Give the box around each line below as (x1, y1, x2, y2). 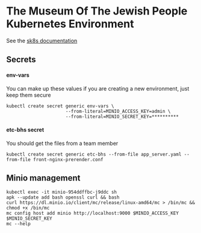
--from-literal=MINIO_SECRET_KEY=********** (65, 113, 179, 120)
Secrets (6, 54, 36, 65)
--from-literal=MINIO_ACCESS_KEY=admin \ (65, 108, 171, 114)
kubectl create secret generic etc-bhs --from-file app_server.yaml (6, 151, 182, 158)
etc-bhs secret (6, 126, 45, 133)
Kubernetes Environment (6, 17, 134, 31)
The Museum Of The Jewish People (6, 4, 188, 18)
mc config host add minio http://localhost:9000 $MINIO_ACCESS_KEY (6, 210, 179, 216)
